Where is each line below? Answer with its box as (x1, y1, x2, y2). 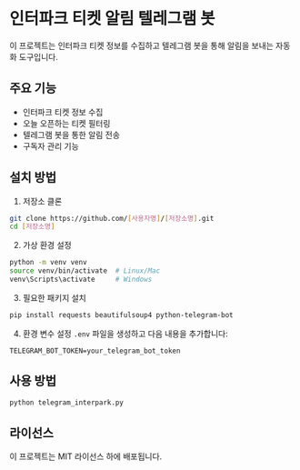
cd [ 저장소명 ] (9, 222, 55, 232)
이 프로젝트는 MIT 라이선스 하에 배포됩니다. (9, 451, 163, 462)
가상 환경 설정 (22, 240, 72, 251)
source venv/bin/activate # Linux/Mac (9, 266, 161, 275)
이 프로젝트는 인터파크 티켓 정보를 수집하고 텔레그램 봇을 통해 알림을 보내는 (9, 40, 275, 51)
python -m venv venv (9, 258, 88, 267)
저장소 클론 (22, 195, 63, 206)
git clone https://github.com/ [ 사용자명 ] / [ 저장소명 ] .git (9, 214, 215, 223)
